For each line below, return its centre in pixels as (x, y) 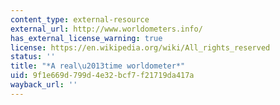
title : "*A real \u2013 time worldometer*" (98, 66)
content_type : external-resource (80, 19)
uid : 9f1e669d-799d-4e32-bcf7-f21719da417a (102, 76)
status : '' (33, 57)
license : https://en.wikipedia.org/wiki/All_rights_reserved (140, 47)
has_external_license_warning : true (86, 38)
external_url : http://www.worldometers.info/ (106, 29)
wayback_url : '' (44, 85)
